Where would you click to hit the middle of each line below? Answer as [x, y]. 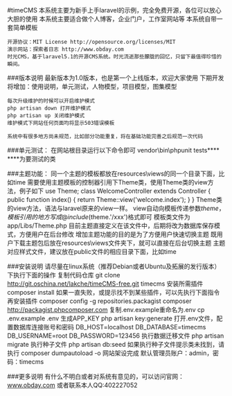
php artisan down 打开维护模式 [49, 108]
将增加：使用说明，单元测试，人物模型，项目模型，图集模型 [92, 86]
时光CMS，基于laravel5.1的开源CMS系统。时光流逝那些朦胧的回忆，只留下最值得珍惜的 [115, 57]
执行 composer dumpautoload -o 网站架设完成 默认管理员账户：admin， [110, 353]
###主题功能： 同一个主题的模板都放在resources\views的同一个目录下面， [113, 173]
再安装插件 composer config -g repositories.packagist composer [99, 301]
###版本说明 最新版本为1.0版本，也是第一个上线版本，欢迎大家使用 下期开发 [116, 78]
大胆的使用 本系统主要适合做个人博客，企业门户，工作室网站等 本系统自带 [112, 19]
